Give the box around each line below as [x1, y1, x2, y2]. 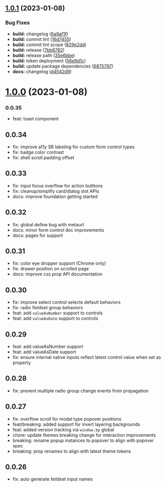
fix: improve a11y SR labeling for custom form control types [12, 144, 135, 150]
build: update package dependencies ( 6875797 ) [12, 63, 114, 69]
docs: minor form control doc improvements [12, 227, 104, 233]
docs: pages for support [12, 232, 63, 238]
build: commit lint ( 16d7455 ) [12, 36, 72, 42]
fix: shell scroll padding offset [12, 154, 74, 160]
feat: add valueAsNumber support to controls [12, 310, 103, 316]
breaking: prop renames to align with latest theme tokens [12, 448, 131, 454]
